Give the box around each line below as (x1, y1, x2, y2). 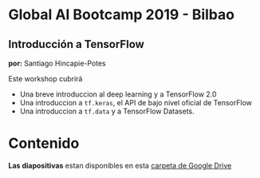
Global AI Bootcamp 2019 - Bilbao (8, 6, 235, 24)
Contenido (8, 134, 80, 152)
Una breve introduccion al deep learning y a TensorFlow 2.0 (19, 89, 217, 99)
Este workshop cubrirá (8, 74, 83, 83)
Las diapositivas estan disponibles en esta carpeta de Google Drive (8, 160, 232, 170)
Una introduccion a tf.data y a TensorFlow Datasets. (19, 106, 195, 116)
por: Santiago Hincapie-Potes (8, 58, 106, 68)
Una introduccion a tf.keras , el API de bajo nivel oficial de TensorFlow (19, 98, 253, 107)
